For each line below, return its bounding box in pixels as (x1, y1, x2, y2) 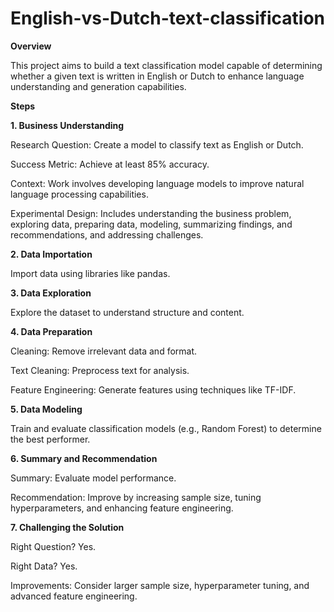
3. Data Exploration (10, 287, 92, 299)
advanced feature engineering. (10, 590, 138, 602)
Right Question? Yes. (10, 540, 97, 552)
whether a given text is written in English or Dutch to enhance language (10, 70, 305, 82)
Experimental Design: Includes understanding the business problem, (10, 207, 292, 219)
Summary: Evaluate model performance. (10, 472, 177, 484)
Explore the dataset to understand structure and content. (10, 306, 245, 318)
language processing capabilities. (10, 188, 149, 200)
